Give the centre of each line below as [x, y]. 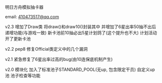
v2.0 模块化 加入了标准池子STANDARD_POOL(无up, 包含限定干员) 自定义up [80, 69]
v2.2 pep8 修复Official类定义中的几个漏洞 [46, 49]
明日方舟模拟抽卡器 [24, 7]
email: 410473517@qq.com [32, 17]
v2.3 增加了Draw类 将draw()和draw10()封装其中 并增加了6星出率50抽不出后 [81, 27]
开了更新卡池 [18, 39]
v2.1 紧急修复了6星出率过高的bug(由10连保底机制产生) [59, 59]
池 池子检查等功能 [23, 76]
